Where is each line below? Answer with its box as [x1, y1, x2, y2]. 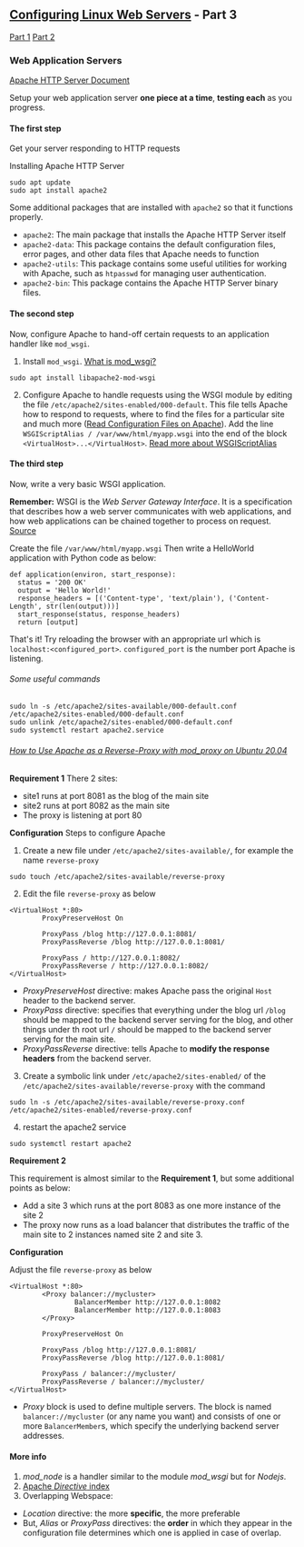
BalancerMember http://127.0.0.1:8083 [74, 1306, 221, 1315]
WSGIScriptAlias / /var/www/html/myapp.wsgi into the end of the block [22, 427, 288, 439]
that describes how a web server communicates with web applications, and [9, 505, 292, 516]
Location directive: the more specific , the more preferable [22, 1508, 240, 1519]
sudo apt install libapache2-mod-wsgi [9, 373, 156, 383]
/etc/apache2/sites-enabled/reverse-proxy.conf [9, 1106, 193, 1115]
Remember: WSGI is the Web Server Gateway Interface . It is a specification [9, 495, 293, 507]
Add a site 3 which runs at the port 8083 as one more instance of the [22, 1200, 281, 1212]
